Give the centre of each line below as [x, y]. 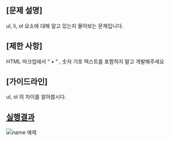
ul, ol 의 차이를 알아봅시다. [36, 97]
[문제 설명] [24, 11]
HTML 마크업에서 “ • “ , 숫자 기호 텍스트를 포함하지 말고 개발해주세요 [85, 61]
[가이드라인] [27, 82]
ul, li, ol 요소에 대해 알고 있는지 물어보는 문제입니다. [65, 26]
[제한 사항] [24, 46]
